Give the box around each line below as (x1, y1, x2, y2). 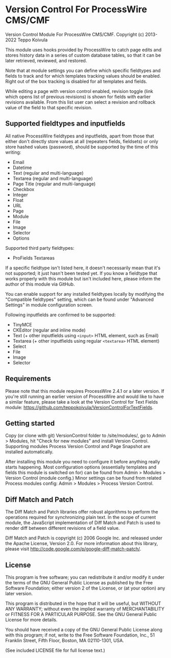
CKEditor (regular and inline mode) (12, 327, 86, 333)
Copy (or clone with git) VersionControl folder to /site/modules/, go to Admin (5, 433, 166, 439)
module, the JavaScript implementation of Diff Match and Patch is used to (5, 520, 161, 526)
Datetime (12, 165, 32, 171)
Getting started (5, 419, 55, 428)
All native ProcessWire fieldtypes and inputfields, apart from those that (5, 133, 154, 139)
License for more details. (5, 617, 58, 623)
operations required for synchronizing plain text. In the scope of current (5, 514, 156, 521)
